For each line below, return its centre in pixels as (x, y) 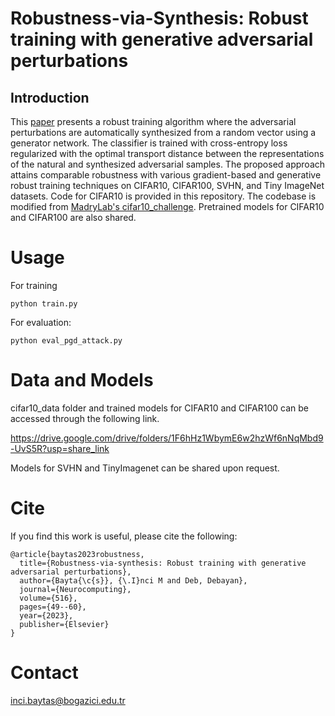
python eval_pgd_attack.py (66, 340)
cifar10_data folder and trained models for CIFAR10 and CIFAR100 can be (159, 408)
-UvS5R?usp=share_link (60, 448)
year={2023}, (46, 615)
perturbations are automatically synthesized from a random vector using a (163, 132)
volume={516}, (48, 598)
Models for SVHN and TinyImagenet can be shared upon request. (145, 468)
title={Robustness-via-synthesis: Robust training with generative (163, 563)
